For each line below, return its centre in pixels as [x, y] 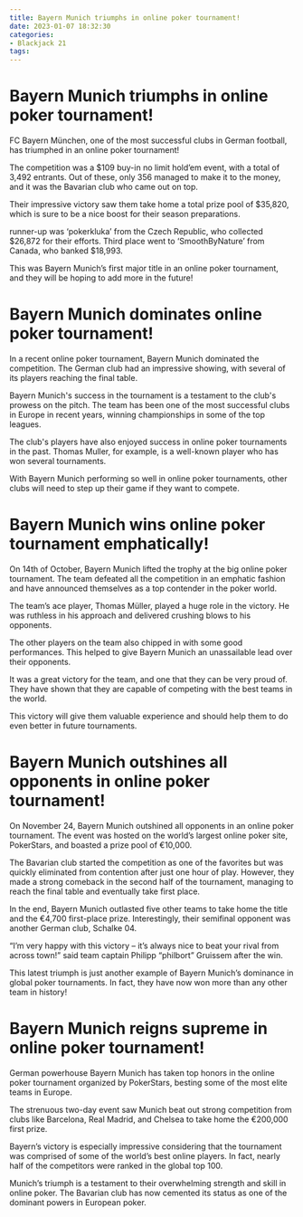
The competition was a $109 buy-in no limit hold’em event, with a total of [145, 167]
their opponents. [40, 661]
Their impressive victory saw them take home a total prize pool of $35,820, [149, 204]
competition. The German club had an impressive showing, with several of [148, 368]
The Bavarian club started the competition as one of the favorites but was [147, 862]
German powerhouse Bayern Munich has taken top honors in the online [142, 1072]
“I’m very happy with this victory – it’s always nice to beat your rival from [144, 946]
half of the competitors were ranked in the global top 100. [116, 1165]
